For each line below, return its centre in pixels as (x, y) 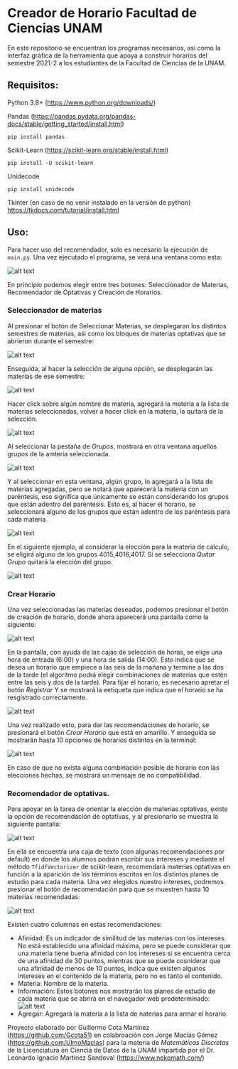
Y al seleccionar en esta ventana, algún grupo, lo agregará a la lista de (110, 481)
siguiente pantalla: (34, 824)
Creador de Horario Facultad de (102, 13)
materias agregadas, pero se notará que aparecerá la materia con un (108, 489)
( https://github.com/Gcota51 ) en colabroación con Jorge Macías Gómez (113, 1035)
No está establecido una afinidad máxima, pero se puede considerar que (124, 946)
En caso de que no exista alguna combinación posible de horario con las (113, 768)
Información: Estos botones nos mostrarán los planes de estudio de (117, 991)
